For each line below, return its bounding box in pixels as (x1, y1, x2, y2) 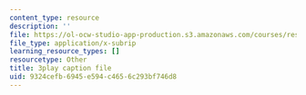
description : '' (9, 22, 71, 31)
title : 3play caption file (9, 64, 112, 73)
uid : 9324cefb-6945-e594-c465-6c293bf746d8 (9, 72, 178, 81)
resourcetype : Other (9, 55, 88, 64)
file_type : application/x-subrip (9, 38, 137, 48)
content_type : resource (9, 13, 100, 23)
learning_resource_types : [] (9, 47, 120, 56)
